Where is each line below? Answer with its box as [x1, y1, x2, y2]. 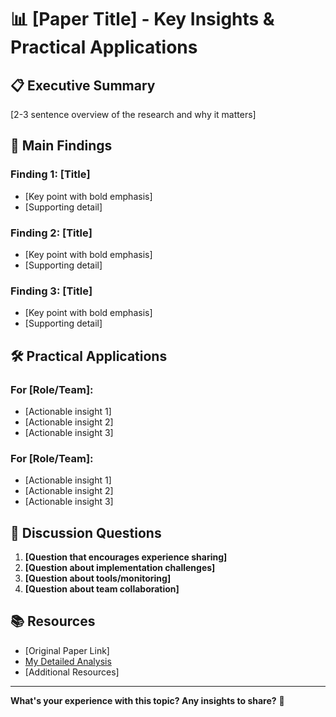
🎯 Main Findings [10, 137, 113, 155]
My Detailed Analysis [24, 655, 112, 667]
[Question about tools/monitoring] [24, 572, 172, 585]
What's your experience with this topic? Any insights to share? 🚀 [10, 694, 285, 706]
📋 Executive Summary [10, 77, 156, 94]
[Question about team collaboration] [24, 583, 180, 595]
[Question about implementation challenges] [24, 562, 216, 574]
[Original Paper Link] [24, 644, 110, 656]
